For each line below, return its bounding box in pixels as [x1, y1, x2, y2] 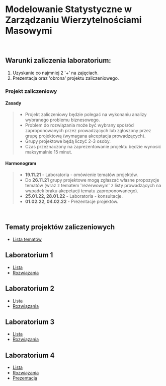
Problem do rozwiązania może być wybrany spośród [25, 122, 134, 128]
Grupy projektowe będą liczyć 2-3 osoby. [25, 138, 111, 144]
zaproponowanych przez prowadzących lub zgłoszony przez [25, 127, 151, 133]
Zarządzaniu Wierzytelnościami [5, 14, 142, 26]
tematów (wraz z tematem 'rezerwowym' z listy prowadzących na [25, 183, 161, 189]
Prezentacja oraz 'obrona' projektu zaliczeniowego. [12, 75, 119, 81]
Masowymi [5, 25, 52, 36]
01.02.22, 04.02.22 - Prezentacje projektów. [25, 198, 119, 205]
